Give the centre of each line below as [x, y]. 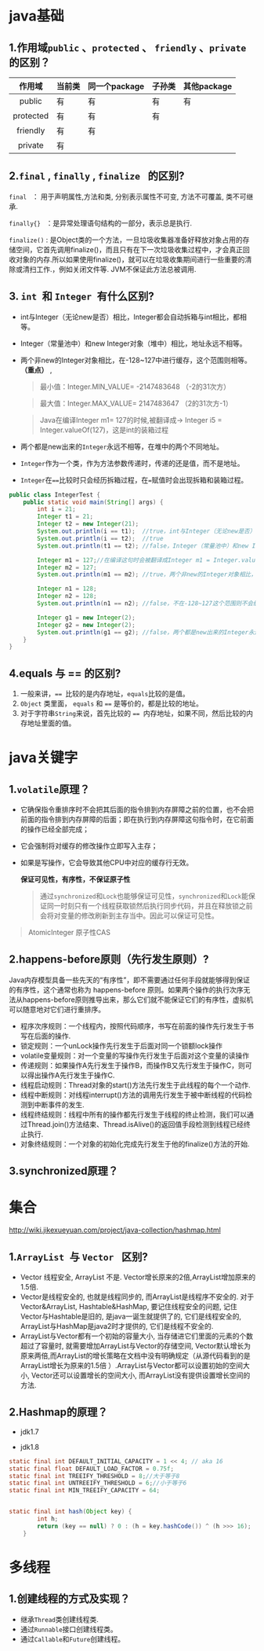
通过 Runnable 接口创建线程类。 [69, 1629]
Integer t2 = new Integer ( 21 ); [88, 524]
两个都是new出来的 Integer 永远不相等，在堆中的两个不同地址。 [122, 446]
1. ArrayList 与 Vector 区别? [78, 1257]
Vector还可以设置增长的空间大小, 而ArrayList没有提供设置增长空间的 [141, 1375]
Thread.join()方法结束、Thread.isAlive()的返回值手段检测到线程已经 [135, 1124]
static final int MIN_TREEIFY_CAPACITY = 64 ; [84, 1491]
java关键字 [43, 758]
